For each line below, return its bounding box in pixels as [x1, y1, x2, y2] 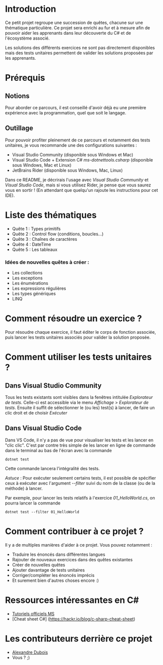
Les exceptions [12, 275, 43, 281]
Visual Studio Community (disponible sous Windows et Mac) [12, 152, 134, 158]
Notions [5, 92, 30, 100]
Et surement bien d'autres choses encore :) [12, 577, 99, 583]
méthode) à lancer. [5, 485, 43, 491]
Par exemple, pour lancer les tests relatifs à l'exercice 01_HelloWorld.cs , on [5, 495, 155, 501]
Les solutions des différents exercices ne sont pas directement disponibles [5, 45, 155, 50]
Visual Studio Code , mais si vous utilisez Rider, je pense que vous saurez [5, 182, 151, 188]
